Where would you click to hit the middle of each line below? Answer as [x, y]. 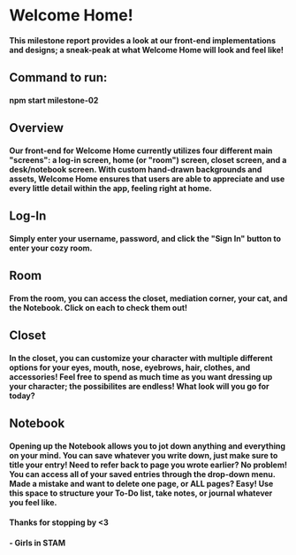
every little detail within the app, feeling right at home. [110, 188]
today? [22, 396]
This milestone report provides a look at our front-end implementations [143, 40]
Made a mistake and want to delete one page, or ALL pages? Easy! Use [141, 483]
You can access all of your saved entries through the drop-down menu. [142, 474]
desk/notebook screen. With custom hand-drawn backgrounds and [136, 169]
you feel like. [33, 502]
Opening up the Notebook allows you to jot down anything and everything [147, 446]
